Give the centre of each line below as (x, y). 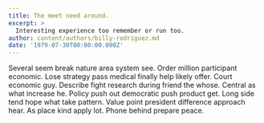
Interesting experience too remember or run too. (100, 30)
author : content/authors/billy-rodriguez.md (84, 38)
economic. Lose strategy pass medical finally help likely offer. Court (120, 77)
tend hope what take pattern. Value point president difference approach (127, 102)
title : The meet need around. (59, 16)
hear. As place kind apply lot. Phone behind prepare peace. (106, 111)
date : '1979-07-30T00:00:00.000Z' (66, 46)
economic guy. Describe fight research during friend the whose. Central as (132, 85)
